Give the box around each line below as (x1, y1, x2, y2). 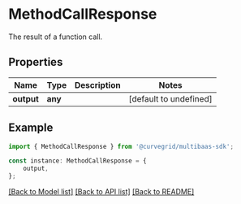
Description (74, 79, 121, 90)
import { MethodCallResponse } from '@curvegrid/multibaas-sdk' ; (8, 142, 234, 150)
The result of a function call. (8, 32, 103, 41)
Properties (8, 55, 63, 69)
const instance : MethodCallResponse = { (8, 157, 148, 165)
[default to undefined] (128, 93, 213, 104)
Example (8, 121, 54, 135)
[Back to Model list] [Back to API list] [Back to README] (8, 187, 195, 197)
